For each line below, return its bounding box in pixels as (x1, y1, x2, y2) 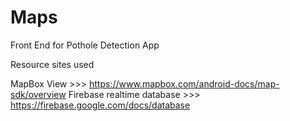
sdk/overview (10, 88, 67, 100)
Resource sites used (10, 58, 95, 70)
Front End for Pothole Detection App (10, 39, 160, 51)
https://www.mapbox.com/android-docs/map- (88, 77, 280, 90)
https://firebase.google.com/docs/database (10, 99, 191, 111)
